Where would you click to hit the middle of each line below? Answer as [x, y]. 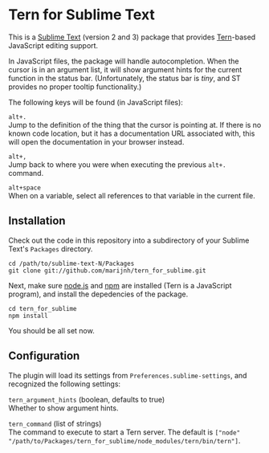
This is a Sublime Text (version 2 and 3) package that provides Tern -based [132, 37]
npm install [28, 316]
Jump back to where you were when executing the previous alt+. [117, 164]
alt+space [25, 188]
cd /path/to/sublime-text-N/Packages [71, 263]
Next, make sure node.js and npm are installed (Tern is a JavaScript [120, 285]
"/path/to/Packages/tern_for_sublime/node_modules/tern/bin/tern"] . [124, 440]
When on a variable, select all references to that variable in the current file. [132, 195]
